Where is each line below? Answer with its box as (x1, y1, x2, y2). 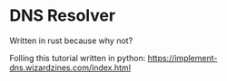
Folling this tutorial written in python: (9, 52, 146, 63)
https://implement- (147, 52, 218, 63)
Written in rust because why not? (9, 35, 133, 46)
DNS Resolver (9, 5, 116, 26)
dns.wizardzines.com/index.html (9, 62, 132, 73)
